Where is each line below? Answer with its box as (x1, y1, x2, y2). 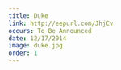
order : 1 (8, 49, 38, 57)
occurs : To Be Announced (8, 27, 92, 35)
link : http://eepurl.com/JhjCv (8, 19, 114, 27)
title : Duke (8, 11, 48, 20)
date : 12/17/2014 (8, 34, 67, 43)
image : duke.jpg (8, 42, 63, 50)
